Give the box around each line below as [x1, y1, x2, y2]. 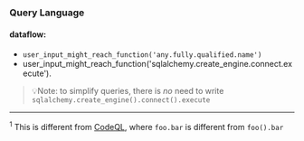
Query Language [9, 6, 85, 19]
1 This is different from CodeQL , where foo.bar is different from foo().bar [9, 120, 284, 132]
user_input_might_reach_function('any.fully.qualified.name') [22, 51, 262, 60]
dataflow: [9, 29, 47, 40]
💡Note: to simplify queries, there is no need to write [31, 86, 224, 97]
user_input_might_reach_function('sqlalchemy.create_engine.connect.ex [22, 59, 292, 70]
